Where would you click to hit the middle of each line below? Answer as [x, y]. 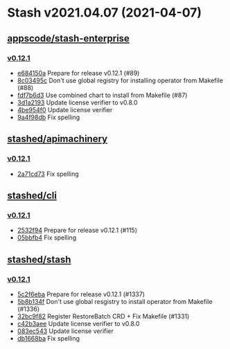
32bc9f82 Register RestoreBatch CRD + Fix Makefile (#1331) [103, 316]
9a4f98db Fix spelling [48, 117]
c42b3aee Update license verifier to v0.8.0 [78, 323]
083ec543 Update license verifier [65, 331]
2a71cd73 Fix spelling [48, 174]
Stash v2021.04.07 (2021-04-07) [105, 13]
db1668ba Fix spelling [48, 338]
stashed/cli [32, 195]
